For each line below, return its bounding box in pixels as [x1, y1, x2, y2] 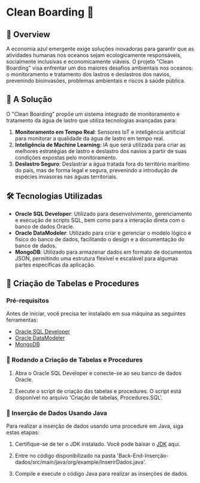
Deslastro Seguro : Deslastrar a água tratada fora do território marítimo [14, 160, 190, 167]
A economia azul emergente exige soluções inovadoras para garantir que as [6, 45, 195, 52]
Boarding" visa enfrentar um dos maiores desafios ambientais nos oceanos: [6, 64, 193, 71]
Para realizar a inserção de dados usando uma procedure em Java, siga [6, 422, 184, 430]
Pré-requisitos [6, 296, 49, 305]
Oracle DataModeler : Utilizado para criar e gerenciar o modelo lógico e [14, 229, 192, 236]
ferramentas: [6, 316, 38, 323]
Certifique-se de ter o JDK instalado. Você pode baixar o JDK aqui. [14, 440, 181, 448]
